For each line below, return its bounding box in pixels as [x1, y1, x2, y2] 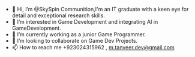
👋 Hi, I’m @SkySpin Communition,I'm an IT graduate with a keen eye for [11, 6, 189, 12]
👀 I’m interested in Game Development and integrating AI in [11, 18, 158, 25]
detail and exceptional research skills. [11, 12, 105, 19]
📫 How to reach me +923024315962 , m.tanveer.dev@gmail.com [11, 44, 175, 50]
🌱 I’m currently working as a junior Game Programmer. [11, 31, 146, 38]
